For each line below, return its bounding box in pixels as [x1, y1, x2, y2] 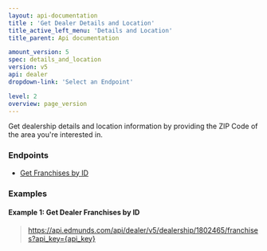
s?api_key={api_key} [27, 233, 96, 243]
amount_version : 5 [8, 49, 69, 57]
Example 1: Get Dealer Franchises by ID [8, 208, 140, 218]
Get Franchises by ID [19, 168, 89, 178]
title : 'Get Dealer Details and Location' [8, 19, 155, 27]
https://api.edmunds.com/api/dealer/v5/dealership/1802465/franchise [27, 225, 259, 235]
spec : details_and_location [8, 56, 102, 64]
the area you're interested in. [8, 130, 104, 139]
